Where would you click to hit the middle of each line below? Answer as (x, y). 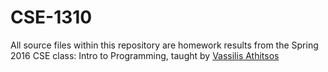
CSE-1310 (51, 17)
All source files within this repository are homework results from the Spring (164, 45)
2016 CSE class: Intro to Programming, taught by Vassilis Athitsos (145, 55)
